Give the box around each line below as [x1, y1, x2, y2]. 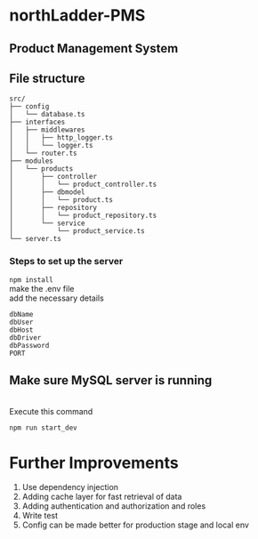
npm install [9, 275, 53, 285]
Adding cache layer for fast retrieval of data [21, 491, 182, 503]
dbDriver [9, 333, 42, 342]
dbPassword [9, 341, 50, 350]
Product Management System [9, 41, 179, 56]
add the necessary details [9, 293, 104, 303]
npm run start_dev [9, 423, 77, 432]
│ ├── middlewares [9, 125, 86, 134]
